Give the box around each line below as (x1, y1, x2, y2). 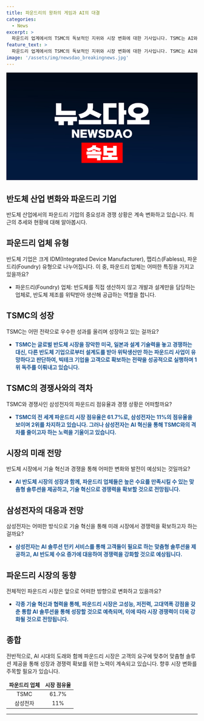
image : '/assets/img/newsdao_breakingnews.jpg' (6, 55, 129, 61)
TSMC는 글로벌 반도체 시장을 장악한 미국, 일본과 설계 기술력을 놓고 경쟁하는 (15, 340, 192, 348)
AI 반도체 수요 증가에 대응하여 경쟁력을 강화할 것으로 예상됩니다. (32, 551, 183, 558)
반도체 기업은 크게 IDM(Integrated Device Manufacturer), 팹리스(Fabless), (6, 255, 186, 263)
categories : (6, 16, 36, 22)
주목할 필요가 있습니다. (6, 668, 60, 675)
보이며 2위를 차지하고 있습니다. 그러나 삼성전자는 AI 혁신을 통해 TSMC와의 (15, 421, 190, 428)
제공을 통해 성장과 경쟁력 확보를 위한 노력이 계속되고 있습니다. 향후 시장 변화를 (12, 660, 197, 667)
